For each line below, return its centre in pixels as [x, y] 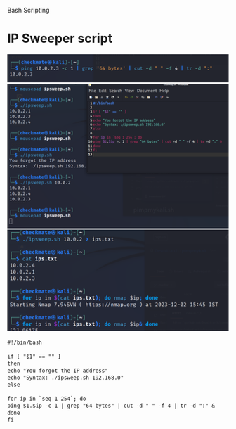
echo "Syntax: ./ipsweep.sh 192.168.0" [66, 378]
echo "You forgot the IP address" [58, 371]
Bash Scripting [28, 10]
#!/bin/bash [25, 343]
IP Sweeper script [60, 39]
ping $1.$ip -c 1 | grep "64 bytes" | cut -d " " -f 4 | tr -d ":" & [111, 406]
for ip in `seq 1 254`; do [47, 399]
